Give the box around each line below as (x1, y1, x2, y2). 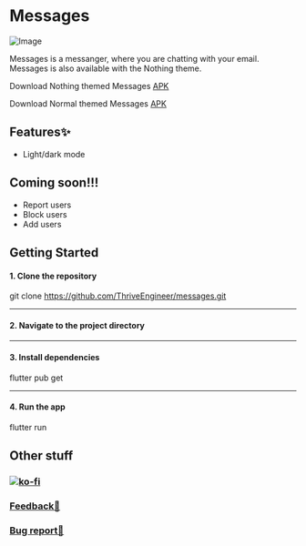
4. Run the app (9, 401, 66, 412)
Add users (22, 218, 62, 229)
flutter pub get (9, 372, 64, 383)
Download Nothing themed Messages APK (9, 80, 169, 91)
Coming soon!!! (9, 175, 99, 191)
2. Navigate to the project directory (9, 319, 146, 330)
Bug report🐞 (9, 524, 65, 537)
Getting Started (9, 245, 99, 260)
